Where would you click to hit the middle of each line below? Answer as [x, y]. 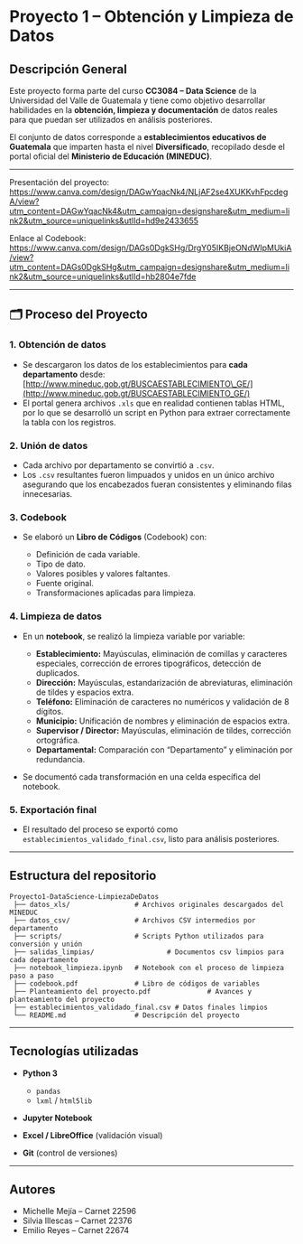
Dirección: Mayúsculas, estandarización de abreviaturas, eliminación [164, 682]
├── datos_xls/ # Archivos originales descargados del [148, 904]
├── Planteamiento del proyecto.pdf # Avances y [133, 991]
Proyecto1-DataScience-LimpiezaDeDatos [84, 896]
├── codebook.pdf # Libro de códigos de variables [136, 983]
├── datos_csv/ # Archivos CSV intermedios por [134, 920]
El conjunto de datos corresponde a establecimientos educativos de [138, 137]
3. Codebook [38, 517]
